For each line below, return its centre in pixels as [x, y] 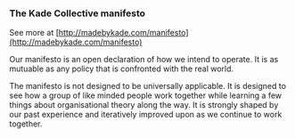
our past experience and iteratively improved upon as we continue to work [146, 115]
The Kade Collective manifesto [77, 13]
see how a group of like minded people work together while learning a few [146, 95]
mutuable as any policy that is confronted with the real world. [122, 69]
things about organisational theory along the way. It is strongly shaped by [144, 105]
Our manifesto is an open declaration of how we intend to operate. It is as [144, 60]
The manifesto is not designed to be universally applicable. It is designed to [148, 86]
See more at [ [34, 33]
